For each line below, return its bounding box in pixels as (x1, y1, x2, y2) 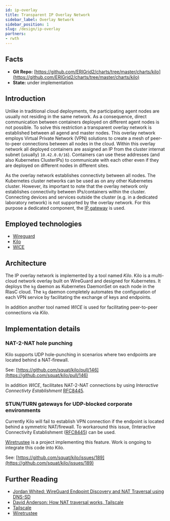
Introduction (5, 94, 46, 103)
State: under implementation (12, 79, 74, 85)
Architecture (5, 259, 47, 268)
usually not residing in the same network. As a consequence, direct (5, 113, 147, 119)
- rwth (5, 36, 19, 41)
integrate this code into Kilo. (5, 445, 65, 451)
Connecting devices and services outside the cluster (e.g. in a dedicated (5, 194, 158, 200)
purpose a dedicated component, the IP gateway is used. (5, 205, 126, 211)
